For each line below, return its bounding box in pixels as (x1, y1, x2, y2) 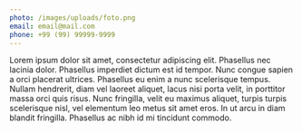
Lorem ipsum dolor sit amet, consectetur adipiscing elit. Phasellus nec (9, 55, 271, 66)
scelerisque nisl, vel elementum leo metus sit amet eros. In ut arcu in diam (9, 103, 286, 114)
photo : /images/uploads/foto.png (9, 13, 136, 23)
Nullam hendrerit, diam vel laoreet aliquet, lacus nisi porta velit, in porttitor (9, 83, 286, 95)
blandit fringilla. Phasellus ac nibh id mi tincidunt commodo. (9, 112, 232, 123)
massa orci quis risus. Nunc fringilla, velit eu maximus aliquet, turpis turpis (9, 93, 287, 104)
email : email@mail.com (9, 22, 95, 31)
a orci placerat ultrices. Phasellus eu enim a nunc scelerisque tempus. (9, 74, 271, 85)
